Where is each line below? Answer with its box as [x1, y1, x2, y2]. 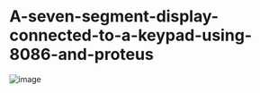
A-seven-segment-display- [9, 6, 219, 27]
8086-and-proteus [9, 45, 155, 64]
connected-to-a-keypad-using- [9, 25, 253, 46]
